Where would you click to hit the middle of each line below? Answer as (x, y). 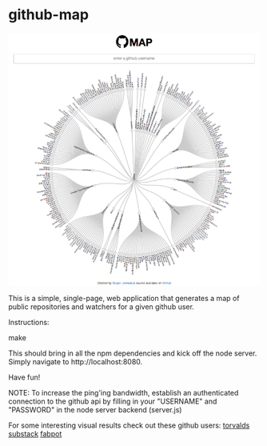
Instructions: (29, 322)
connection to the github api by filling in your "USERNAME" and (113, 401)
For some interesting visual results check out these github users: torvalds (129, 425)
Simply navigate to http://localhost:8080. (76, 361)
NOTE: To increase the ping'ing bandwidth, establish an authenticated (124, 392)
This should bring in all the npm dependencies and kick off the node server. (133, 353)
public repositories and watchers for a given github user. (101, 307)
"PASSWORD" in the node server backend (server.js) (95, 409)
